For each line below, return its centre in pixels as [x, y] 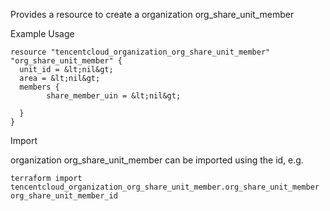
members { [39, 87]
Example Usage [42, 33]
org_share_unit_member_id [64, 196]
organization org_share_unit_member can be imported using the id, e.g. [157, 160]
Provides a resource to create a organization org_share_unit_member [152, 14]
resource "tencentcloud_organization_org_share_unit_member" [140, 52]
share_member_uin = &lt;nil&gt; [114, 96]
